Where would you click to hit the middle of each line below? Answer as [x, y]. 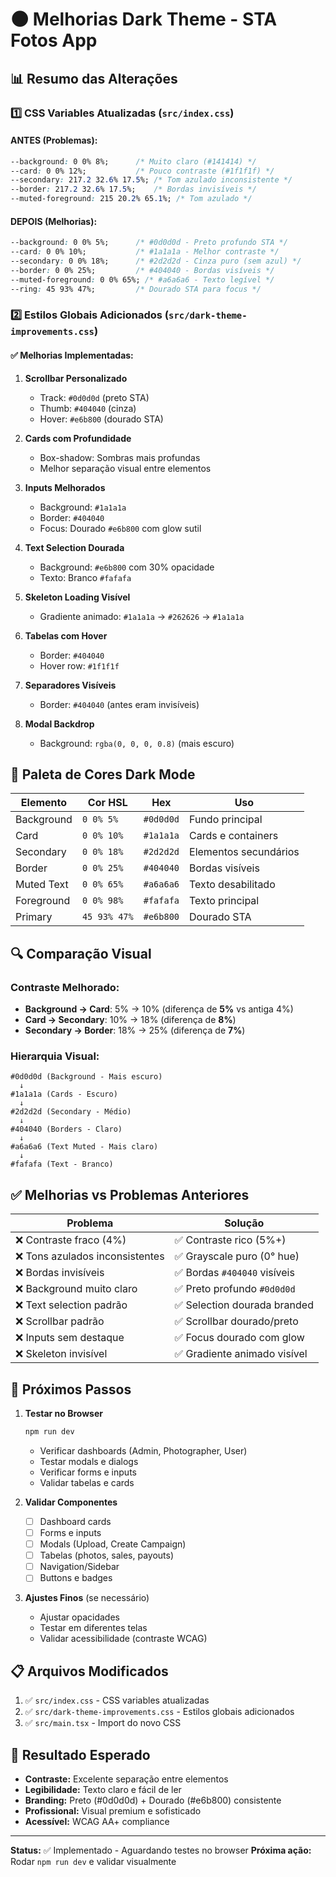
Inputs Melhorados [65, 487]
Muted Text [42, 885]
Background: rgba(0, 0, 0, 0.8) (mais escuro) [137, 743]
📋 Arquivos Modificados [89, 1671]
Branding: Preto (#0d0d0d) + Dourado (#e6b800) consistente [153, 1800]
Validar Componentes [71, 1502]
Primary [34, 917]
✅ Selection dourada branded [244, 1305]
